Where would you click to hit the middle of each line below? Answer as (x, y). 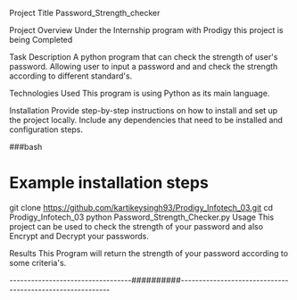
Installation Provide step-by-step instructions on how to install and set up (144, 110)
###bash (26, 147)
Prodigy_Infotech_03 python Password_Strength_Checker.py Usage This (142, 217)
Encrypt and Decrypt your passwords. (79, 236)
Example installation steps (109, 183)
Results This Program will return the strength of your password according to (148, 253)
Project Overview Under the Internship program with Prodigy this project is (146, 30)
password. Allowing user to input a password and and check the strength (144, 67)
